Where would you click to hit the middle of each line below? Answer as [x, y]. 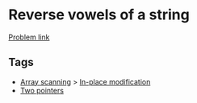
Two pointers [42, 90]
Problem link [29, 37]
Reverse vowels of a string [99, 15]
